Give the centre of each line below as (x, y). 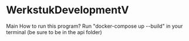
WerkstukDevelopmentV (67, 10)
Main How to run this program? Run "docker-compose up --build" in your (95, 26)
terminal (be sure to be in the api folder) (54, 32)
